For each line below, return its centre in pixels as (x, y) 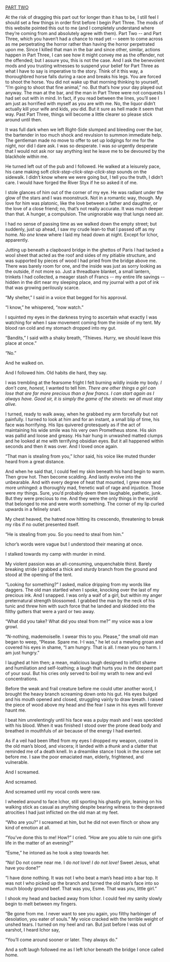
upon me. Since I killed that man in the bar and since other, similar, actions (83, 50)
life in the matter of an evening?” (39, 843)
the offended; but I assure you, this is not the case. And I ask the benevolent (85, 60)
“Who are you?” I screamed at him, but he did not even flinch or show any (82, 822)
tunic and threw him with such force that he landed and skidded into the (80, 606)
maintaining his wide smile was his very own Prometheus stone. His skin (81, 430)
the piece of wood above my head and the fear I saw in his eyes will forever (84, 705)
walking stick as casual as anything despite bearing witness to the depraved (85, 807)
